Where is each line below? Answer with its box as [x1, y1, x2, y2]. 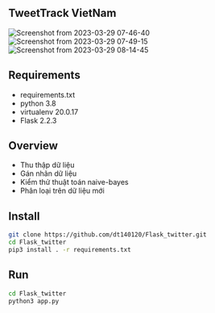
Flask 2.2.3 [19, 115, 57, 125]
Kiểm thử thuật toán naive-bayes [19, 177, 129, 187]
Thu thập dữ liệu [19, 161, 75, 170]
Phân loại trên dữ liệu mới [19, 186, 105, 196]
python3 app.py [8, 297, 60, 305]
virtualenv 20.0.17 [19, 106, 79, 116]
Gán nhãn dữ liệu [19, 169, 77, 178]
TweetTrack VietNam [8, 6, 117, 20]
